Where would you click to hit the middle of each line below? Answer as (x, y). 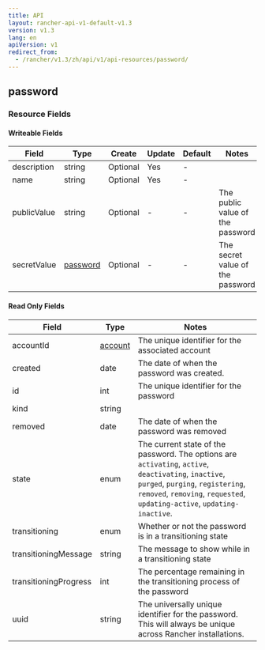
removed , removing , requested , (192, 493)
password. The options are (187, 454)
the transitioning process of (189, 581)
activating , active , (173, 463)
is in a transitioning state (183, 536)
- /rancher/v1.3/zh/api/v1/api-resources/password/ (102, 60)
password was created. (181, 372)
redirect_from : (33, 52)
